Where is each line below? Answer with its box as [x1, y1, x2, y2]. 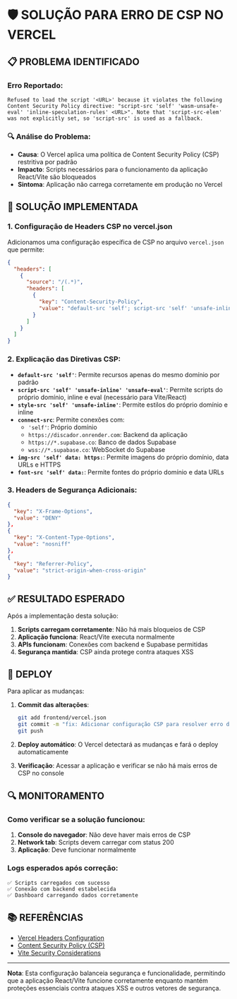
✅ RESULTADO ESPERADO [7, 593, 126, 605]
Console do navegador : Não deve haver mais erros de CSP [17, 831, 191, 839]
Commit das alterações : [17, 700, 90, 709]
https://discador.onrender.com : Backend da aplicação [28, 430, 188, 439]
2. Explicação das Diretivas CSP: [7, 355, 121, 364]
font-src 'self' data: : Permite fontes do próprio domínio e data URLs [17, 467, 224, 476]
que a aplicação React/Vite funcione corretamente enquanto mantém [7, 976, 208, 985]
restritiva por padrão [17, 158, 78, 166]
